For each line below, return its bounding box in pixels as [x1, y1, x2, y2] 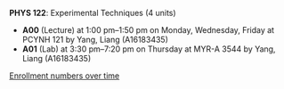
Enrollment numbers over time [9, 70, 120, 81]
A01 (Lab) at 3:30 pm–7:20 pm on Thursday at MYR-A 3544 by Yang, [21, 44, 276, 54]
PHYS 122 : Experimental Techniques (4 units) [9, 8, 176, 18]
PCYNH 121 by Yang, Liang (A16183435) [21, 35, 169, 44]
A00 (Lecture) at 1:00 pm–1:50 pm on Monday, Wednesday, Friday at [21, 25, 274, 35]
